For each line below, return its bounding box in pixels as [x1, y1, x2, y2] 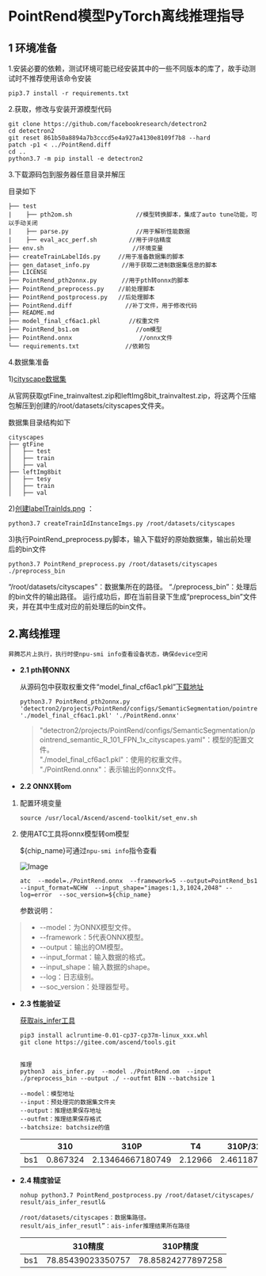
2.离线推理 [8, 627, 61, 641]
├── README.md [8, 309, 55, 317]
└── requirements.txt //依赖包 [8, 342, 150, 350]
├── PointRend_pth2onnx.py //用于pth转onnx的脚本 [8, 276, 189, 284]
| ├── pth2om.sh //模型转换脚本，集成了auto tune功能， [8, 211, 252, 219]
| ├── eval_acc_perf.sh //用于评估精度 [8, 236, 172, 244]
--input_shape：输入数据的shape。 [39, 962, 154, 971]
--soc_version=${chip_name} [59, 890, 152, 899]
